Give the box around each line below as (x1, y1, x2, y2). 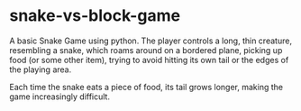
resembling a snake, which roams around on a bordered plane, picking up (9, 44, 283, 55)
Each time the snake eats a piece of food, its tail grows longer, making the (9, 81, 284, 92)
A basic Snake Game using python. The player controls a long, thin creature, (9, 35, 293, 46)
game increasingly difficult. (9, 91, 111, 102)
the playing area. (9, 64, 72, 75)
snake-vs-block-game (9, 5, 181, 26)
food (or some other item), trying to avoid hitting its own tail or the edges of (9, 54, 289, 65)
